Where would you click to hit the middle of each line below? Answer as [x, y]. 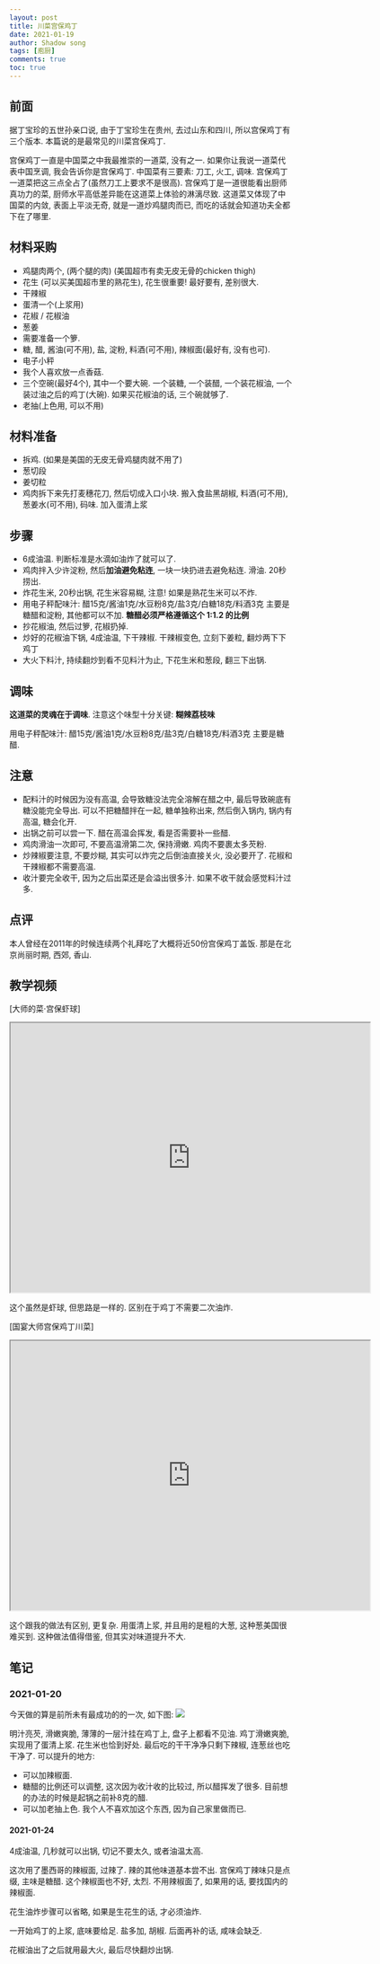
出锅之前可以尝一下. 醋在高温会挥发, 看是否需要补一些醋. [126, 833]
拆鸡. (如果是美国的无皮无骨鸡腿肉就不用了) [102, 460]
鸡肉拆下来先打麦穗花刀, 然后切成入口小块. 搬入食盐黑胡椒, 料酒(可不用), [155, 493]
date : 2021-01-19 [42, 34]
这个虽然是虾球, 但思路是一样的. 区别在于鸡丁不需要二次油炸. [121, 1307]
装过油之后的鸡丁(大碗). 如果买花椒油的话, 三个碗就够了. [125, 394]
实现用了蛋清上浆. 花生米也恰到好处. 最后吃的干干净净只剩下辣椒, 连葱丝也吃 [150, 1745]
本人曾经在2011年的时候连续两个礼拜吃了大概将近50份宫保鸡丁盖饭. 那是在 [146, 943]
